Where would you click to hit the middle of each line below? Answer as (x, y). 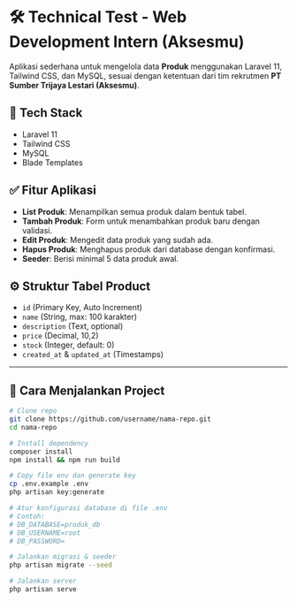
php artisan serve (43, 590)
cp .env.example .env (49, 484)
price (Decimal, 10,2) (60, 336)
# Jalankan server (43, 581)
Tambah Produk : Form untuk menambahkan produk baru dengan (141, 221)
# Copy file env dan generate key (73, 476)
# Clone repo (33, 411)
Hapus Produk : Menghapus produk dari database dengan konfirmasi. (148, 249)
